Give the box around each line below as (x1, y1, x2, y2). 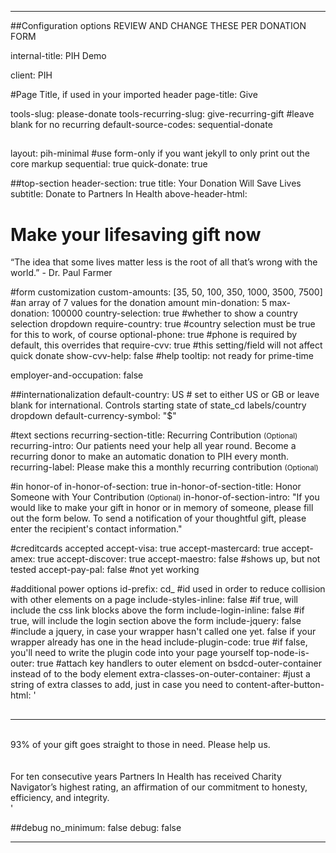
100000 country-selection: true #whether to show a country (51, 307, 298, 320)
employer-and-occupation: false (10, 369, 144, 381)
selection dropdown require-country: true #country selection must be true (10, 318, 316, 330)
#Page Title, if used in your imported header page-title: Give (10, 89, 258, 100)
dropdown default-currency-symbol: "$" (10, 410, 177, 422)
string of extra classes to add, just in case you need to (10, 679, 234, 691)
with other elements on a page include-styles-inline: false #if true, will (10, 594, 298, 606)
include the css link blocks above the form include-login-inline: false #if (10, 604, 305, 616)
